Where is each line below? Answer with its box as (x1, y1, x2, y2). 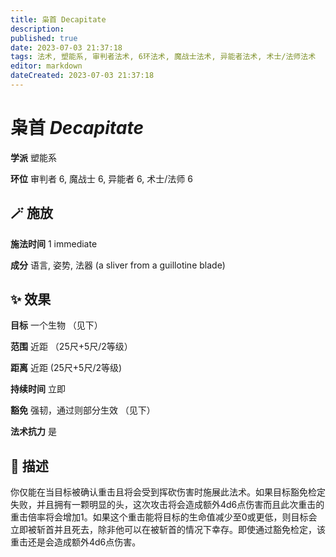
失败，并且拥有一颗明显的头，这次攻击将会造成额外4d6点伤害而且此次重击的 (10, 499, 325, 511)
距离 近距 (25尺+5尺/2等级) (10, 362, 123, 374)
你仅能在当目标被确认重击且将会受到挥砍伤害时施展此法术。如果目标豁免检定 (10, 486, 326, 498)
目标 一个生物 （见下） (10, 319, 103, 331)
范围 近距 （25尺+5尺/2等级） (10, 341, 133, 353)
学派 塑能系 (10, 151, 57, 163)
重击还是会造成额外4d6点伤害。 (10, 536, 142, 548)
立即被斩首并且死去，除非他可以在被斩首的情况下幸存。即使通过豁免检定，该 (10, 524, 326, 536)
